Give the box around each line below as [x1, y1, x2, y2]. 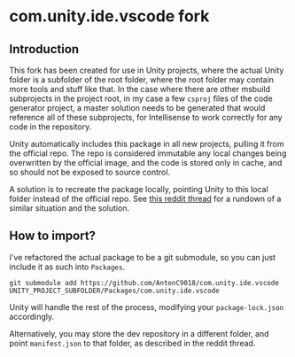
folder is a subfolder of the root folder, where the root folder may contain [9, 74, 275, 85]
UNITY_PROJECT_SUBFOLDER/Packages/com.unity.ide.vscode [9, 286, 220, 295]
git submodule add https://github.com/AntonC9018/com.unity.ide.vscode [9, 278, 279, 287]
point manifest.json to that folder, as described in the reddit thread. [9, 338, 256, 348]
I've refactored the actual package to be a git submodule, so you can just [9, 252, 276, 262]
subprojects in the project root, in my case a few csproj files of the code [9, 93, 273, 104]
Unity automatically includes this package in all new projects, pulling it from [9, 139, 284, 149]
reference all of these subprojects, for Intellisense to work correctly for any [9, 113, 283, 122]
